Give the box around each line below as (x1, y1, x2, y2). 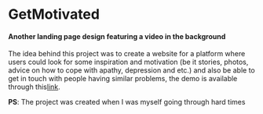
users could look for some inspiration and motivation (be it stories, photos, (8, 57, 249, 67)
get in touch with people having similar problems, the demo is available (8, 74, 238, 84)
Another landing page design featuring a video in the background (8, 31, 226, 41)
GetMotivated (8, 5, 100, 23)
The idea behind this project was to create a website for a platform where (8, 49, 246, 59)
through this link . (8, 82, 60, 91)
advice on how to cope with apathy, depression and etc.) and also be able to (8, 66, 255, 75)
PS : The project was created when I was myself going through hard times (8, 98, 246, 107)
